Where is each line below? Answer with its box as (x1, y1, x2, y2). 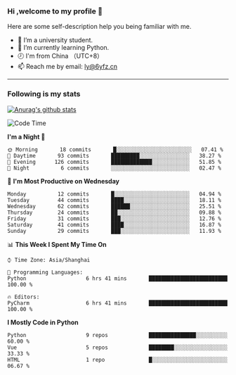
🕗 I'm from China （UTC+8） (17, 52, 104, 61)
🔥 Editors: (7, 293, 40, 300)
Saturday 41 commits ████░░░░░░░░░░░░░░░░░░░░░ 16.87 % (7, 221, 221, 228)
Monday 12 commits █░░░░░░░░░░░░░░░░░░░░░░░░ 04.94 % (7, 190, 221, 198)
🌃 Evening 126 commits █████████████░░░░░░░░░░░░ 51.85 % (7, 158, 221, 165)
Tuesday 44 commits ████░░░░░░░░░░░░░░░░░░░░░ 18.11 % (7, 196, 221, 203)
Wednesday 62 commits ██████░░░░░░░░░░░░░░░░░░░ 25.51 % (7, 203, 221, 210)
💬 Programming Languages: (7, 269, 83, 276)
